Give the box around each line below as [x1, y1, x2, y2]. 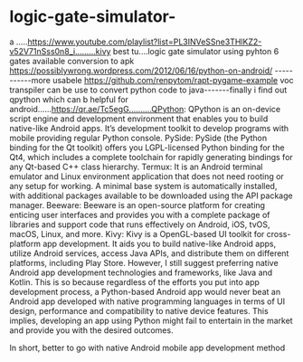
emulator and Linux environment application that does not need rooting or [9, 170, 285, 182]
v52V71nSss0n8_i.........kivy [9, 45, 111, 56]
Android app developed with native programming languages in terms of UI [9, 296, 286, 307]
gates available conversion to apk [9, 55, 135, 66]
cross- [266, 228, 291, 239]
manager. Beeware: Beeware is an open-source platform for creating [9, 199, 265, 210]
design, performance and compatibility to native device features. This [9, 305, 269, 316]
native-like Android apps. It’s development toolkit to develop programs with [9, 122, 289, 133]
